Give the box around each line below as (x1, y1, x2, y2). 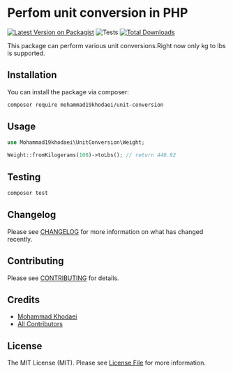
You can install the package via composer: (7, 87, 129, 96)
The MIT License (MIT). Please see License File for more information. (7, 358, 206, 367)
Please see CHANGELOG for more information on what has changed (7, 227, 204, 235)
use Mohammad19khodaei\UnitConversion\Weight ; (7, 139, 145, 146)
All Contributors (17, 320, 63, 328)
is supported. (7, 49, 45, 57)
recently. (7, 235, 33, 243)
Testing (7, 171, 41, 183)
